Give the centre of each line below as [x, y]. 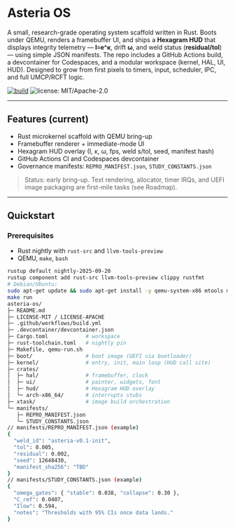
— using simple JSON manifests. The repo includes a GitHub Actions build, [115, 55]
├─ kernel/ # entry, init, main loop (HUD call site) [109, 363]
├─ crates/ [23, 369]
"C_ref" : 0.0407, [39, 500]
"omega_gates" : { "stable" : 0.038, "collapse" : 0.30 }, [97, 493]
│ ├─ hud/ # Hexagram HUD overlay [81, 389]
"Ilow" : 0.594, [36, 506]
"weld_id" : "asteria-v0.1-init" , [62, 441]
